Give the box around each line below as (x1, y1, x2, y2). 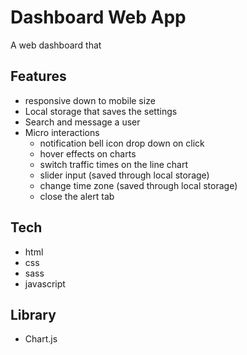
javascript (24, 277, 66, 290)
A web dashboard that (10, 39, 102, 51)
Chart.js (24, 333, 58, 345)
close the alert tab (39, 190, 115, 202)
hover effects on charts (39, 147, 137, 160)
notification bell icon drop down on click (39, 137, 205, 149)
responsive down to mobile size (24, 94, 156, 106)
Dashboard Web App (10, 6, 187, 29)
